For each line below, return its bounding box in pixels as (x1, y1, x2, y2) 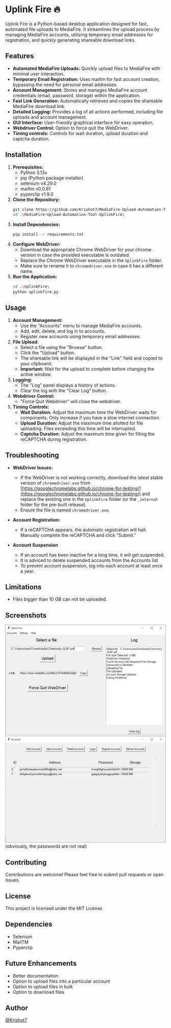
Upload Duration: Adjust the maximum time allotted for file (20, 420, 144, 426)
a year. (20, 568, 35, 574)
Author (5, 1004, 28, 1012)
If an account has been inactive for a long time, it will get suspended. (20, 552, 165, 558)
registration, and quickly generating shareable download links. (5, 37, 136, 43)
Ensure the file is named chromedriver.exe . (20, 507, 110, 513)
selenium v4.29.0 (20, 180, 57, 186)
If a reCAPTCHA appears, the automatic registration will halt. (20, 526, 148, 533)
